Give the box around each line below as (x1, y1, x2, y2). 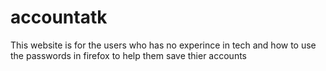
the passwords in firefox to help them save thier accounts (10, 49, 247, 61)
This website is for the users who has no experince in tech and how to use (10, 39, 317, 51)
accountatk (10, 6, 108, 29)
